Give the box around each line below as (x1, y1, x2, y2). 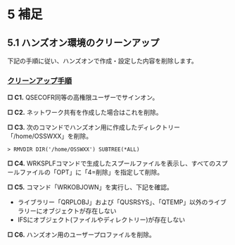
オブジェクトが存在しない (42, 207, 117, 215)
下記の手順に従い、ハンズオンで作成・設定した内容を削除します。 (7, 57, 198, 65)
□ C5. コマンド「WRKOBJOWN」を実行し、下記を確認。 (7, 183, 174, 191)
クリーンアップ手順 (7, 75, 72, 85)
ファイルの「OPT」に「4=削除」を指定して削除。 (19, 168, 164, 177)
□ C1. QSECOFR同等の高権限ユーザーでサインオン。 (7, 93, 159, 102)
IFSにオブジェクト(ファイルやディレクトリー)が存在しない (17, 215, 186, 224)
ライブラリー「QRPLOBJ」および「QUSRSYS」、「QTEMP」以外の (17, 198, 208, 206)
